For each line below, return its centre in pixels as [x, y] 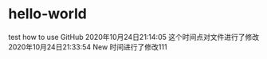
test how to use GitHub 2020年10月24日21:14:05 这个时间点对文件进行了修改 [134, 37]
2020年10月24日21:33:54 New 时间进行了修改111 [88, 47]
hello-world [48, 14]
